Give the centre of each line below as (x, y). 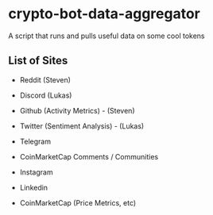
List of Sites (38, 61)
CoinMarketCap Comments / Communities (89, 156)
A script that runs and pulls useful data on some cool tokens (106, 36)
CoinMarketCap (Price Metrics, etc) (78, 202)
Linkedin (34, 187)
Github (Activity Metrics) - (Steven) (77, 110)
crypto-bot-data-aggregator (104, 14)
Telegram (35, 141)
